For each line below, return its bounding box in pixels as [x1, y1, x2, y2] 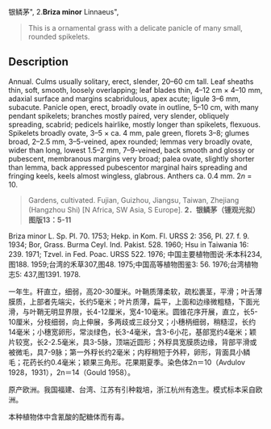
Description [8, 55, 69, 69]
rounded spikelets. [27, 32, 90, 41]
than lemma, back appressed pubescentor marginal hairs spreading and [8, 162, 248, 172]
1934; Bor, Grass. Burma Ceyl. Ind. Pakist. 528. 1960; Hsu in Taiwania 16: [8, 239, 249, 249]
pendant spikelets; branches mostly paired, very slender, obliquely [8, 111, 230, 120]
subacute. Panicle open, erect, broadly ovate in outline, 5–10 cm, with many [8, 102, 260, 111]
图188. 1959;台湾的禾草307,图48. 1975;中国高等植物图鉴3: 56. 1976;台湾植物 [8, 259, 259, 269]
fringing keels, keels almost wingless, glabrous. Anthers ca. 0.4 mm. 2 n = [8, 170, 252, 180]
